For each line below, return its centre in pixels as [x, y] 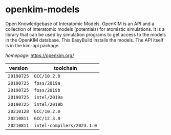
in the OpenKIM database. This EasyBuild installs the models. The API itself [84, 40]
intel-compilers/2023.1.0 [66, 125]
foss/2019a [47, 83]
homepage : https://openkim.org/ [40, 55]
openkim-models [42, 9]
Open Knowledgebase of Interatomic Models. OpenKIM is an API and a [80, 24]
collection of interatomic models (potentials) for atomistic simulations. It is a [85, 29]
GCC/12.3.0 [47, 118]
